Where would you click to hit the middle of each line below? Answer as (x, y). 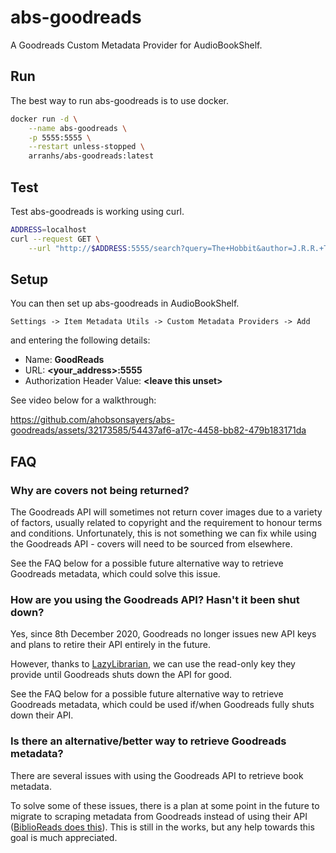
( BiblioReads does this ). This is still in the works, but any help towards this (162, 827)
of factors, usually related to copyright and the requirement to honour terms (166, 523)
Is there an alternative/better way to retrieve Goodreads (148, 741)
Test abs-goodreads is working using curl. (97, 211)
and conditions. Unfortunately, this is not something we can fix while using (163, 533)
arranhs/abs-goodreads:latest (91, 156)
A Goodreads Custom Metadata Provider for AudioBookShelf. (136, 45)
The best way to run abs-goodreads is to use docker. (120, 100)
